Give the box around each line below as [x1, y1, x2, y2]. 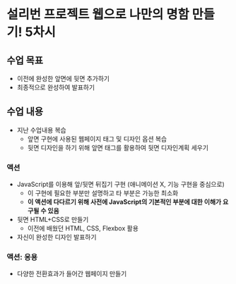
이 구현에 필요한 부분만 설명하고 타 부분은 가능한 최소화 [27, 189, 179, 197]
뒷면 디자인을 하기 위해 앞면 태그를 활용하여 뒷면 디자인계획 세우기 [27, 143, 209, 152]
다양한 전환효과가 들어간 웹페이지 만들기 [16, 269, 127, 278]
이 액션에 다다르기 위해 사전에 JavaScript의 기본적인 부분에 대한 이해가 [27, 198, 222, 206]
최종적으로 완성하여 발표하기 [16, 83, 95, 92]
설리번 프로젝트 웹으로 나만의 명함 [6, 6, 189, 23]
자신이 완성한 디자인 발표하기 [16, 233, 97, 242]
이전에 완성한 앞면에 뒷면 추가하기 [16, 75, 110, 82]
